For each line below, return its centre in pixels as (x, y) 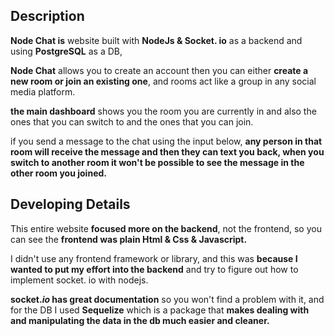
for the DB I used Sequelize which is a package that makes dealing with (160, 310)
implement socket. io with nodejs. (79, 280)
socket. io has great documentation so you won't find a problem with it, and (167, 299)
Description (47, 16)
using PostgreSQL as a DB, (66, 51)
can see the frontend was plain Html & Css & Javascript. (129, 239)
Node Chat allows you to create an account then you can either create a (159, 70)
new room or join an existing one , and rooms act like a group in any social (163, 81)
